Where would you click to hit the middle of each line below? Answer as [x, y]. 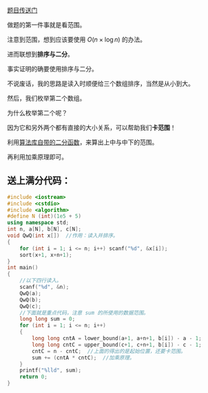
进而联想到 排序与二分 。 [40, 54]
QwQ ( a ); [30, 293]
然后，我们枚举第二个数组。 [46, 98]
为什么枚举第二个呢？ [37, 113]
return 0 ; [34, 377]
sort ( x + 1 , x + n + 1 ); [46, 255]
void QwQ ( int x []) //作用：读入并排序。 [63, 236]
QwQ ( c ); [30, 306]
